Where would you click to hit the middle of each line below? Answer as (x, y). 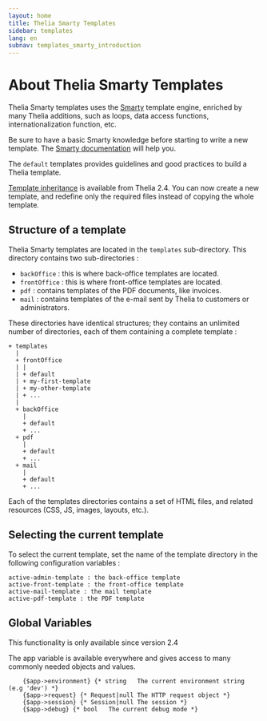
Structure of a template (67, 230)
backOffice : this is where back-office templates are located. (119, 273)
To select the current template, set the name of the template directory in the (133, 554)
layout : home (30, 16)
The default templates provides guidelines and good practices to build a (128, 164)
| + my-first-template (53, 381)
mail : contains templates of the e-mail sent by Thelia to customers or (134, 299)
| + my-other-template (53, 388)
